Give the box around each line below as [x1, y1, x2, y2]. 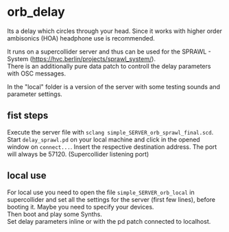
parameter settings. [7, 90, 63, 98]
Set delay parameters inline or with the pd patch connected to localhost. [7, 217, 211, 225]
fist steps [7, 110, 49, 121]
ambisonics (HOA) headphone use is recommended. [7, 34, 156, 42]
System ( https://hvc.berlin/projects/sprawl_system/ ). [7, 54, 156, 62]
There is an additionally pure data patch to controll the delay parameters [7, 62, 211, 70]
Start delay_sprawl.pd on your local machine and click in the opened [7, 135, 200, 143]
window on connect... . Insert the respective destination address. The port [7, 142, 217, 151]
